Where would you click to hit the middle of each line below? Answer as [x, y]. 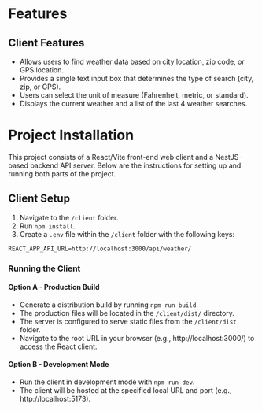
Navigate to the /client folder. [69, 217]
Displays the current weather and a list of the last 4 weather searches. [133, 104]
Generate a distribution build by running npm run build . [109, 305]
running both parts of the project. [62, 173]
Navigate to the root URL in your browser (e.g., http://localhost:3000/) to [137, 338]
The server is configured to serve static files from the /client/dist [128, 321]
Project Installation [71, 135]
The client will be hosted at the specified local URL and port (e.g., [125, 391]
